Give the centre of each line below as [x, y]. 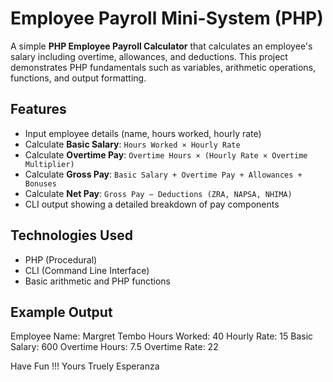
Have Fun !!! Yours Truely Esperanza [85, 366]
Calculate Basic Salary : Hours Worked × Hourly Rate [132, 144]
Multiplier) [49, 164]
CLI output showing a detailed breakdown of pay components [152, 204]
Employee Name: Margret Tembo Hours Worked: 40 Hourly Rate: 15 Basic [162, 336]
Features [38, 109]
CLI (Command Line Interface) [87, 270]
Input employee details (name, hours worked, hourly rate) [143, 133]
